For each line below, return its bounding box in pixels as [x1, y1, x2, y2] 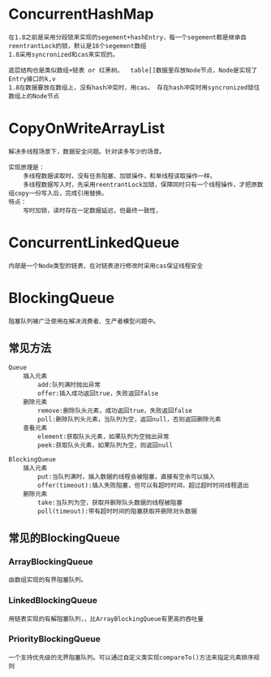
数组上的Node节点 [8, 92, 59, 100]
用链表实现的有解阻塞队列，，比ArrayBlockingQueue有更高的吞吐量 [8, 614, 204, 623]
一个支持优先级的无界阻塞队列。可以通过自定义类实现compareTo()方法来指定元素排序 [8, 653, 254, 662]
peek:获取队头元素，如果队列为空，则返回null [37, 440, 173, 449]
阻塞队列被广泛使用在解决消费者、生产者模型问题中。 [8, 317, 160, 325]
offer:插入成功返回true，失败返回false [37, 389, 159, 397]
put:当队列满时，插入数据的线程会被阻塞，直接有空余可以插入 [37, 472, 215, 480]
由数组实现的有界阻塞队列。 [8, 576, 88, 584]
